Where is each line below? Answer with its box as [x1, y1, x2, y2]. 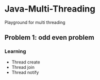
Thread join [11, 64, 35, 70]
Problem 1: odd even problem [4, 33, 95, 42]
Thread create [11, 59, 40, 65]
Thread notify [11, 69, 39, 75]
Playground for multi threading [4, 19, 66, 25]
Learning [4, 48, 26, 55]
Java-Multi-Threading [4, 3, 96, 15]
